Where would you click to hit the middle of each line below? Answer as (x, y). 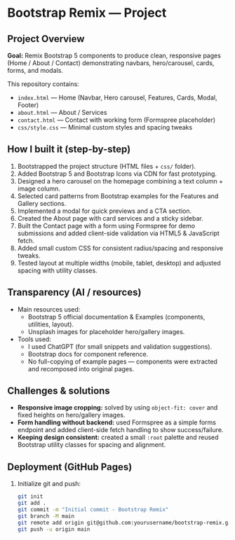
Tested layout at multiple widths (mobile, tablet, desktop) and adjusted (119, 263)
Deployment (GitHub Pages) (70, 467)
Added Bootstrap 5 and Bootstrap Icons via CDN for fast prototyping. (117, 174)
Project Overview (46, 39)
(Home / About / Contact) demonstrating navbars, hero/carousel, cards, (111, 63)
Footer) (28, 105)
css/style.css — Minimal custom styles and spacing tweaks (105, 127)
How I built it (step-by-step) (69, 150)
